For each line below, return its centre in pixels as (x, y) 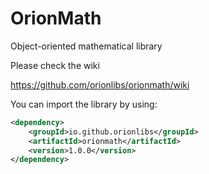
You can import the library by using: (84, 104)
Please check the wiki (55, 65)
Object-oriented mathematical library (86, 46)
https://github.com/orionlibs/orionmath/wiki (100, 84)
